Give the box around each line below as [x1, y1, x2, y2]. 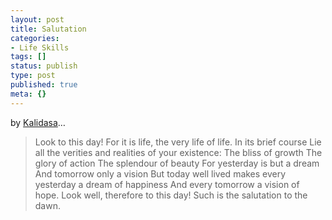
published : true [10, 80, 78, 90]
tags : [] [10, 52, 47, 62]
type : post [10, 71, 56, 81]
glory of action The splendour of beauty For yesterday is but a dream [34, 157, 320, 169]
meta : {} [10, 89, 47, 99]
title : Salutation [10, 24, 87, 34]
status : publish [10, 61, 78, 71]
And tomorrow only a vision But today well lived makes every [34, 167, 287, 180]
